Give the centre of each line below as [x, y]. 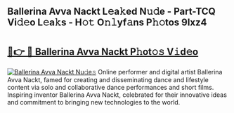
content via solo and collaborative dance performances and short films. [111, 87]
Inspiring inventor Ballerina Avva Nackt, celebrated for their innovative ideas [117, 95]
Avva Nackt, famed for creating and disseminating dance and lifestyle [108, 80]
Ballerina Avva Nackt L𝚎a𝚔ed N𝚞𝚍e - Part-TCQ [111, 12]
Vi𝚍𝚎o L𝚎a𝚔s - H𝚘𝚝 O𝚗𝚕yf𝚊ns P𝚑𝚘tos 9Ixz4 [107, 23]
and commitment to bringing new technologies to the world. [94, 102]
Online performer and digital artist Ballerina [160, 72]
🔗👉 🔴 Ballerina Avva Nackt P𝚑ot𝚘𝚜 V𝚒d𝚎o [103, 52]
